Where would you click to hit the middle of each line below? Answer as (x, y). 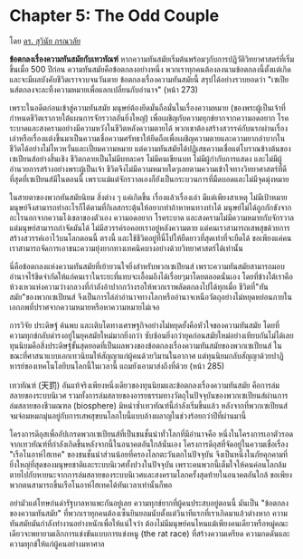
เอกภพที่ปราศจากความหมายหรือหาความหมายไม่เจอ (85, 307)
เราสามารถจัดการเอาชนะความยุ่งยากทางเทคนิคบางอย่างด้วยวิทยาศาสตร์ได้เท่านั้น (126, 248)
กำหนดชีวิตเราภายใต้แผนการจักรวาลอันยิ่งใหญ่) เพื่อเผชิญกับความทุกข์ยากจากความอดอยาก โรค (149, 118)
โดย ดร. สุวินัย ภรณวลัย (45, 41)
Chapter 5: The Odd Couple (114, 16)
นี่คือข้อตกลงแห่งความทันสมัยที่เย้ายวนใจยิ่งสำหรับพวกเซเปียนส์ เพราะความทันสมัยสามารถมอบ (147, 266)
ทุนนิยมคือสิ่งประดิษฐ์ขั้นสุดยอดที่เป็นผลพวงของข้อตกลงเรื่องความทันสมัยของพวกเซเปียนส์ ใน (146, 345)
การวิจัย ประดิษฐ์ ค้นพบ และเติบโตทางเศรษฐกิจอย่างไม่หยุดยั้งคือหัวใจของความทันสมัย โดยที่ (145, 325)
